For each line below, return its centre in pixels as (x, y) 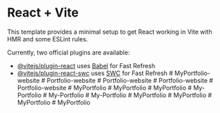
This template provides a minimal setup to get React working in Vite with (110, 32)
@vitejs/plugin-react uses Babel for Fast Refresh (86, 65)
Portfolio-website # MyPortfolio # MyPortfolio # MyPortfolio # (104, 88)
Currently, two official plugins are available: (69, 52)
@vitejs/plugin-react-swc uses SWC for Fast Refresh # (95, 73)
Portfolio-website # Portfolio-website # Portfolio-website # (130, 80)
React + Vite (43, 13)
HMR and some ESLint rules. (48, 39)
